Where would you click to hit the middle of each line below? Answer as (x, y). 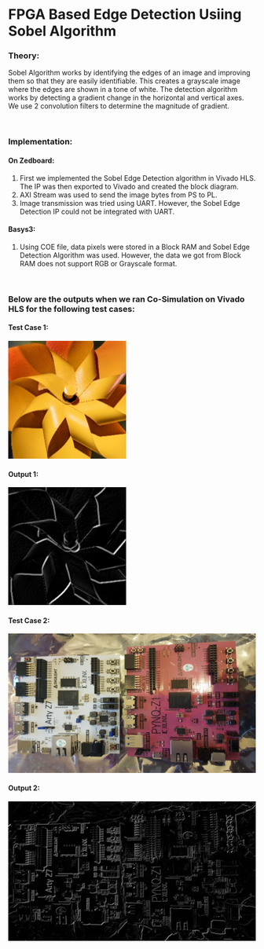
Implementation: (40, 141)
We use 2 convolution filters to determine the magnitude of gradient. (119, 106)
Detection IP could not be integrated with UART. (97, 211)
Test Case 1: (28, 328)
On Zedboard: (31, 160)
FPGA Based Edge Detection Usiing (125, 15)
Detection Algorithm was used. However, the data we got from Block (130, 255)
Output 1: (24, 474)
